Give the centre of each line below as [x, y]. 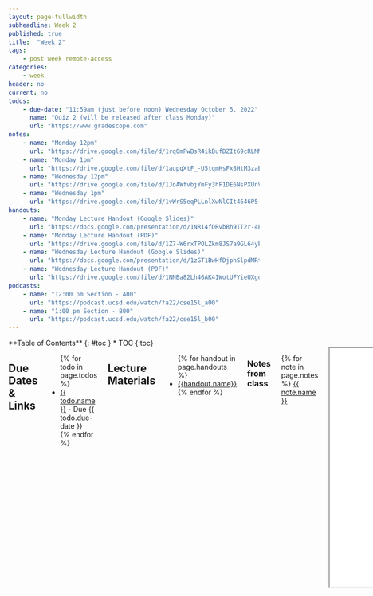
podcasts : [25, 286]
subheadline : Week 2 [43, 25]
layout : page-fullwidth [48, 17]
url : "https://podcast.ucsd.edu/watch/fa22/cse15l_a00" [124, 303]
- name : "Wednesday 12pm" [66, 176]
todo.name [77, 401]
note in [293, 367]
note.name [298, 392]
